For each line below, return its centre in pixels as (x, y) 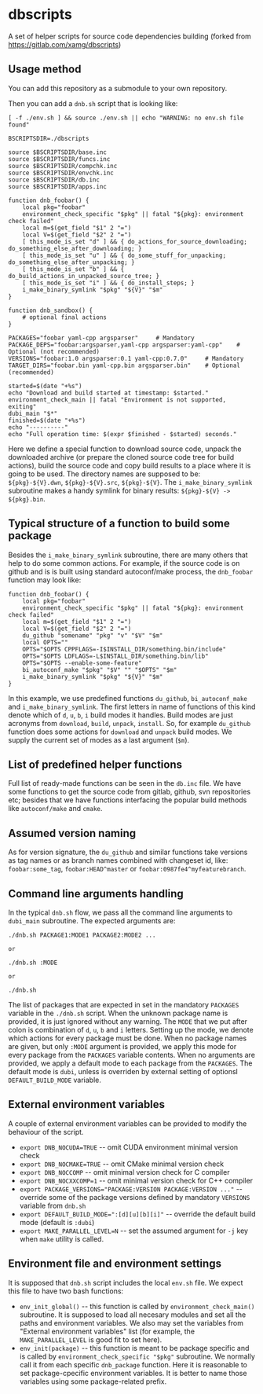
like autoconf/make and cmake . (55, 809)
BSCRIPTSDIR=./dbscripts (49, 138)
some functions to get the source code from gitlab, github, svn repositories (130, 792)
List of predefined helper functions (95, 764)
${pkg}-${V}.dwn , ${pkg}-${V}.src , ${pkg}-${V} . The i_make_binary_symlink (130, 482)
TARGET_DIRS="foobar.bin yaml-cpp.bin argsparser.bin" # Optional (124, 365)
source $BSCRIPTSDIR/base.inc (58, 152)
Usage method (45, 70)
